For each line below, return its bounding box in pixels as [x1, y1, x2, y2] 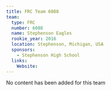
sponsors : [11, 47, 35, 53]
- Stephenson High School [16, 52, 80, 58]
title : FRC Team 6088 [6, 8, 59, 15]
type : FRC [11, 19, 35, 25]
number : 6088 [11, 25, 43, 31]
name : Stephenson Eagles [11, 31, 72, 36]
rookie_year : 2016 [11, 36, 57, 42]
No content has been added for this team [6, 79, 106, 86]
